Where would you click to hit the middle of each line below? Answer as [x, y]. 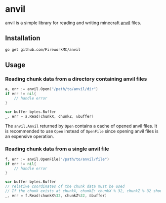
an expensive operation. [30, 136]
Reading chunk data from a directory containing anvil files [76, 79]
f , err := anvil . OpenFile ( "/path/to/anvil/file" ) [57, 159]
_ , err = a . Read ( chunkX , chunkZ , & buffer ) [49, 116]
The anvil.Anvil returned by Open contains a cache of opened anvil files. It [81, 126]
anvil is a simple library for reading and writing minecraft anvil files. [73, 23]
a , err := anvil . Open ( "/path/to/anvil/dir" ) [52, 89]
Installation [23, 38]
